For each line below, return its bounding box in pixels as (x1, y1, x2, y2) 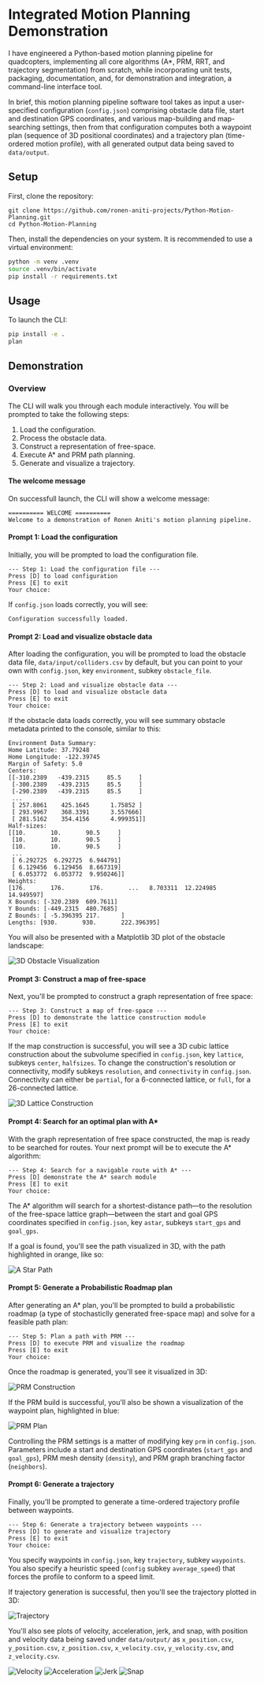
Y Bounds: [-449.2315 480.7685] (8, 905, 118, 913)
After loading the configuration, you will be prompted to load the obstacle (8, 649, 247, 659)
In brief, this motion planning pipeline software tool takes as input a (8, 97, 226, 106)
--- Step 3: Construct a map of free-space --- (8, 1007, 168, 1015)
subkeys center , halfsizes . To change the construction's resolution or (8, 1058, 236, 1067)
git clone (8, 207, 41, 214)
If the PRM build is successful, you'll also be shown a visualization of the (8, 1397, 244, 1406)
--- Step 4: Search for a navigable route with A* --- (8, 1166, 192, 1174)
